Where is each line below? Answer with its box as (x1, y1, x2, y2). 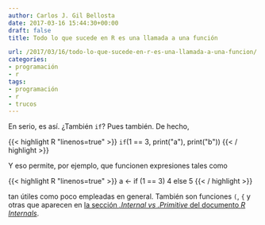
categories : (8, 56, 48, 64)
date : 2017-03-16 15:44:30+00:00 (8, 19, 119, 27)
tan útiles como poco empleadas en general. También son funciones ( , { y (8, 192, 252, 201)
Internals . (8, 208, 40, 219)
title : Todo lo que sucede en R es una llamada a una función (8, 33, 218, 42)
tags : (8, 77, 26, 86)
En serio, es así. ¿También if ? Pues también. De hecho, (8, 122, 190, 131)
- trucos (8, 100, 37, 108)
